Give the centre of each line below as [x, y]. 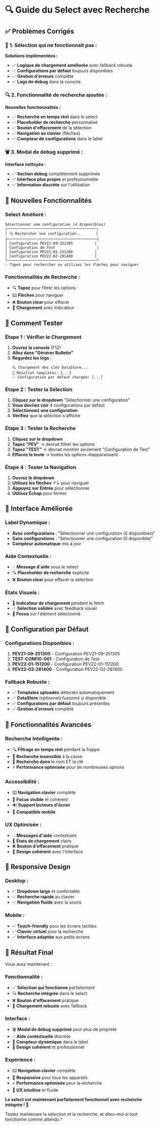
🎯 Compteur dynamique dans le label [50, 1042]
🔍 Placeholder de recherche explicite [50, 573]
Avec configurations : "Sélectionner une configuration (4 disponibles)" [84, 533]
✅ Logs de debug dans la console [46, 81]
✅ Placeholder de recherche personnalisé [55, 122]
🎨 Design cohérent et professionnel [48, 1047]
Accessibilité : [22, 782]
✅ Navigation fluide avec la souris [47, 902]
